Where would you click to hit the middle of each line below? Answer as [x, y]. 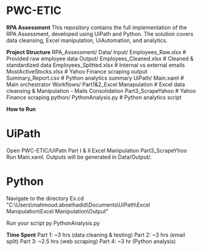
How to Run [21, 109]
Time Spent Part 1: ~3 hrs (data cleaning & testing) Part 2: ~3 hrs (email [96, 235]
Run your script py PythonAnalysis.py [53, 223]
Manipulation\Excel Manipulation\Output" [57, 211]
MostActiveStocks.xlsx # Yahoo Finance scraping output [77, 71]
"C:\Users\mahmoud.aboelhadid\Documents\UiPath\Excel [78, 205]
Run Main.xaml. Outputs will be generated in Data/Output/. [79, 157]
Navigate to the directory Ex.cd [45, 198]
